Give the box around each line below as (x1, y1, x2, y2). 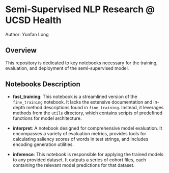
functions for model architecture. (12, 115, 82, 121)
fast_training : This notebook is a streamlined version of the (12, 93, 137, 100)
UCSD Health (5, 14, 62, 26)
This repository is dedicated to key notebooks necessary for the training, (5, 60, 158, 66)
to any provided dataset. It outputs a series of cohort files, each (12, 157, 147, 163)
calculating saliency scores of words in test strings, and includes (12, 136, 149, 142)
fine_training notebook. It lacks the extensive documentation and (12, 98, 153, 105)
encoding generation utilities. (12, 141, 74, 147)
